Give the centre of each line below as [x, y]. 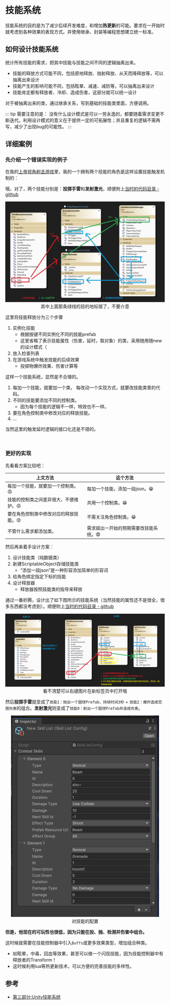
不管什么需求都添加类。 [32, 531]
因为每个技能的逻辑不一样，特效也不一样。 [65, 407]
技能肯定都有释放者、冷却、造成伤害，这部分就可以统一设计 [75, 92]
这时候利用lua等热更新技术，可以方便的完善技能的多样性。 [73, 966]
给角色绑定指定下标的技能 [39, 576]
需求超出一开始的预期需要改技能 [120, 528]
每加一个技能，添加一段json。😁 [120, 489]
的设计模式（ [33, 347]
